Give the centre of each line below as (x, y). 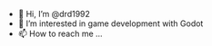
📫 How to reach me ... (60, 33)
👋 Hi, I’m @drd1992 (54, 14)
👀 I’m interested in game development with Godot (111, 23)
